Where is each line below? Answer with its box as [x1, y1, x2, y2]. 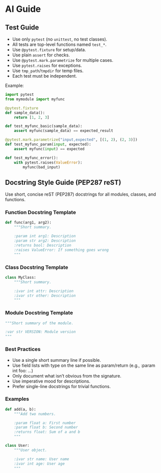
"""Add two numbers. [14, 411, 56, 416]
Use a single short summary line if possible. [12, 357, 101, 363]
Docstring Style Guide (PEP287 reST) [5, 178, 122, 186]
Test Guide [5, 23, 39, 32]
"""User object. [14, 447, 48, 453]
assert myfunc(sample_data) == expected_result [14, 129, 113, 133]
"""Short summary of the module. [5, 320, 74, 326]
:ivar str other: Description [14, 293, 76, 298]
